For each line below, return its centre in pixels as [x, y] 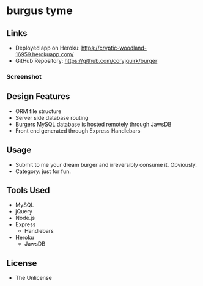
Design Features [38, 96]
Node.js [25, 218]
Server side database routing [52, 117]
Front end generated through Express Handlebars [78, 130]
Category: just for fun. [43, 171]
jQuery [24, 211]
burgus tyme [40, 11]
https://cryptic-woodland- [114, 48]
